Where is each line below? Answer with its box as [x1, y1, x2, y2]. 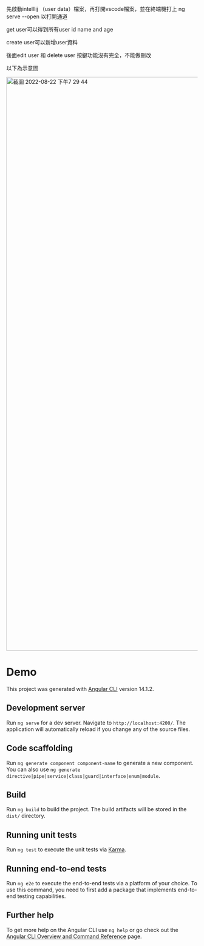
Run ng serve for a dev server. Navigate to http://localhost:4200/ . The [6, 719, 186, 726]
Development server [6, 703, 86, 713]
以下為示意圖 [6, 64, 38, 72]
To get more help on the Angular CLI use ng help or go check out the [6, 926, 178, 933]
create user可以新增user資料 [6, 39, 78, 46]
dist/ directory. [6, 812, 46, 820]
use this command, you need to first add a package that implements [6, 886, 177, 893]
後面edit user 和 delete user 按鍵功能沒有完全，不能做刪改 [6, 52, 152, 59]
